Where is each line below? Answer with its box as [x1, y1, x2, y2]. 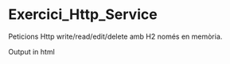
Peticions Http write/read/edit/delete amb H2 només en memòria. [8, 32, 223, 41]
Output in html [8, 47, 56, 56]
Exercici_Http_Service [8, 6, 158, 24]
